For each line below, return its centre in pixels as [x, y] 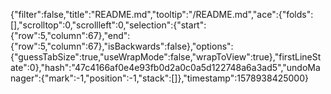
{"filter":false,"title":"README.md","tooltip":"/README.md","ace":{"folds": [162, 14]
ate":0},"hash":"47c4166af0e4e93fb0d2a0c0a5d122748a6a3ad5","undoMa [165, 67]
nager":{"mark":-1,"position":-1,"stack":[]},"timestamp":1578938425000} [159, 78]
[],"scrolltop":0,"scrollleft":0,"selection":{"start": [108, 25]
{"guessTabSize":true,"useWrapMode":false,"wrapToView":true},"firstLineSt [166, 57]
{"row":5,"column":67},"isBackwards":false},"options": [122, 46]
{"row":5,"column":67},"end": [70, 35]
